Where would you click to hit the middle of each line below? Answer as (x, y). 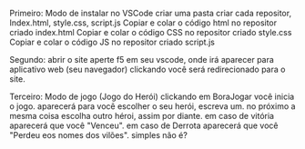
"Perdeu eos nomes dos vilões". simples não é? (99, 135)
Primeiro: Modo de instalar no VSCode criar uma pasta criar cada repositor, (151, 13)
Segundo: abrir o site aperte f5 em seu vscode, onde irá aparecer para (142, 60)
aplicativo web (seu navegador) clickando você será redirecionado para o (147, 69)
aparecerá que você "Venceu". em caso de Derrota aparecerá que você (144, 125)
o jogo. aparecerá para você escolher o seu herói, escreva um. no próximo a (152, 106)
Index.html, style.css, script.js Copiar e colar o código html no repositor (143, 23)
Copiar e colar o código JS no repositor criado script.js (112, 42)
